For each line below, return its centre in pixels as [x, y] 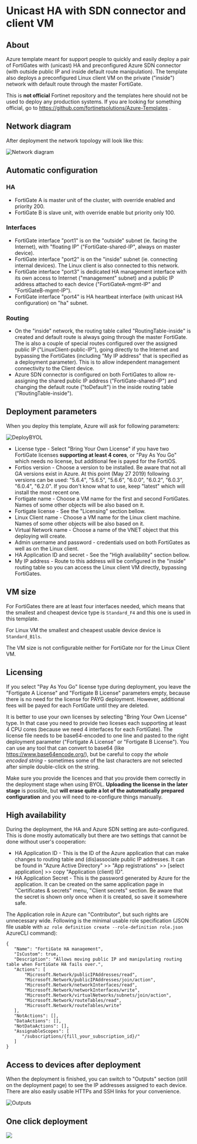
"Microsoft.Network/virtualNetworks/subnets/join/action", [98, 995]
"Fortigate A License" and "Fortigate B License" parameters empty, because [98, 693]
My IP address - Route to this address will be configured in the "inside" [100, 561]
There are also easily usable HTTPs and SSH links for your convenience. [94, 1092]
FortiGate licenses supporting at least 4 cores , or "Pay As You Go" [96, 455]
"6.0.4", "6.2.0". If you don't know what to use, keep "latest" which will [100, 486]
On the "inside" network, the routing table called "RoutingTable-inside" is [103, 331]
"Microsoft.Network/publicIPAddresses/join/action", [90, 980]
